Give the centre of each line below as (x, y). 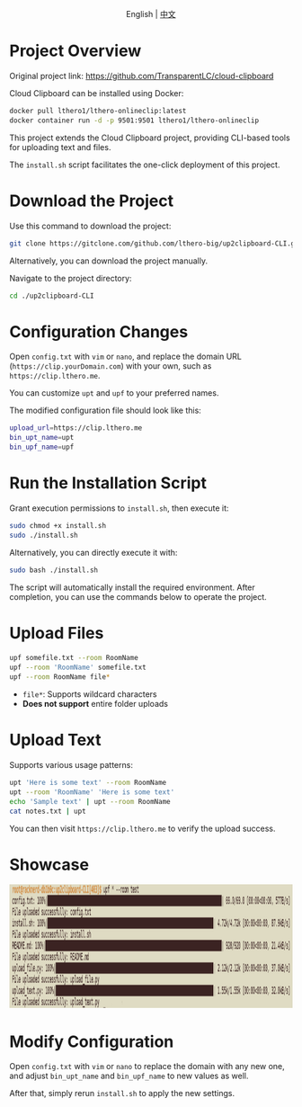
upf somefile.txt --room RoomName (74, 658)
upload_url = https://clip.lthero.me (76, 428)
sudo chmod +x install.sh (58, 525)
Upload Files (57, 633)
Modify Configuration (92, 1041)
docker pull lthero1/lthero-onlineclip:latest (98, 111)
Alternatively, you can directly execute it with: (93, 552)
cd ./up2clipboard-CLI (52, 296)
